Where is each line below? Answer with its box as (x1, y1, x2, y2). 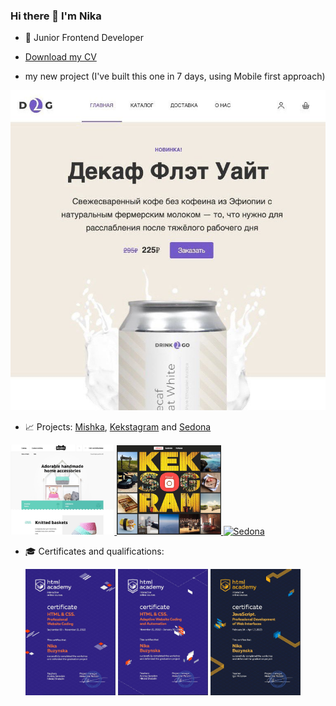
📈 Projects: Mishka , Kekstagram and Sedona (24, 421, 212, 433)
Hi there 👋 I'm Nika (10, 9, 102, 23)
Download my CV (24, 51, 97, 63)
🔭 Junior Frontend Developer (24, 32, 144, 44)
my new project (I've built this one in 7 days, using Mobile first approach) (24, 70, 326, 83)
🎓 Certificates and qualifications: (24, 545, 165, 557)
